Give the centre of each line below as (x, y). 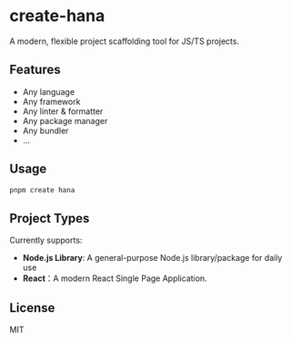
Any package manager (65, 120)
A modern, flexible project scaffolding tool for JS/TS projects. (124, 41)
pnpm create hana (42, 190)
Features (35, 70)
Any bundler (45, 130)
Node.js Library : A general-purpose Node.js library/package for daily (152, 258)
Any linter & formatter (63, 111)
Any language (49, 91)
